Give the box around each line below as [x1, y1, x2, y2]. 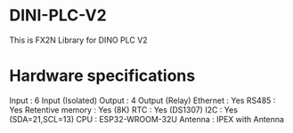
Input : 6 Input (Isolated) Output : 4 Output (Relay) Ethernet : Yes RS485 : [9, 95, 276, 106]
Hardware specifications [9, 66, 196, 86]
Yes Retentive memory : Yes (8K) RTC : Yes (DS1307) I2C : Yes [9, 104, 239, 115]
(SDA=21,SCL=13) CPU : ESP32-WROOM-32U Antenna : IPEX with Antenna [9, 113, 285, 124]
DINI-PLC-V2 [9, 5, 107, 26]
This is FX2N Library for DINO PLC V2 [9, 35, 149, 45]
